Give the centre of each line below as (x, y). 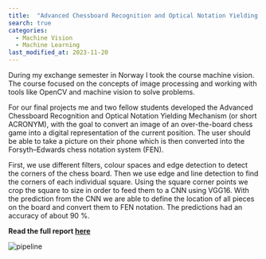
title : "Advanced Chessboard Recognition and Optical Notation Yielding (133, 15)
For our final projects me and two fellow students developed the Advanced (131, 107)
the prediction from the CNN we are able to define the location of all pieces (131, 199)
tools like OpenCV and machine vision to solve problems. (102, 92)
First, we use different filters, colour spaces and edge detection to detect (128, 165)
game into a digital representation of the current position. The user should (129, 133)
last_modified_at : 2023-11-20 (59, 52)
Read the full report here (49, 231)
